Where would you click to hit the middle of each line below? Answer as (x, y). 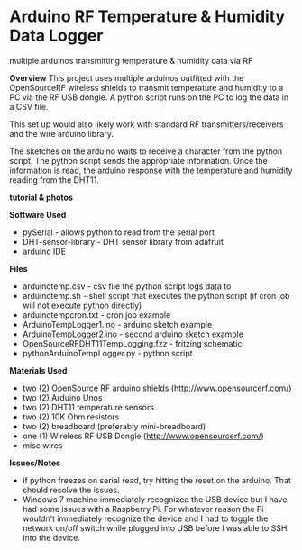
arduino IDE (44, 251)
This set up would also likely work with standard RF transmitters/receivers (146, 124)
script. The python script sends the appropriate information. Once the (138, 160)
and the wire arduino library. (62, 133)
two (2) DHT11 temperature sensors (88, 407)
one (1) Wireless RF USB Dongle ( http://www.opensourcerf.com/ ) (143, 436)
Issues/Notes (35, 463)
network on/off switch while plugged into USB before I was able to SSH (155, 527)
